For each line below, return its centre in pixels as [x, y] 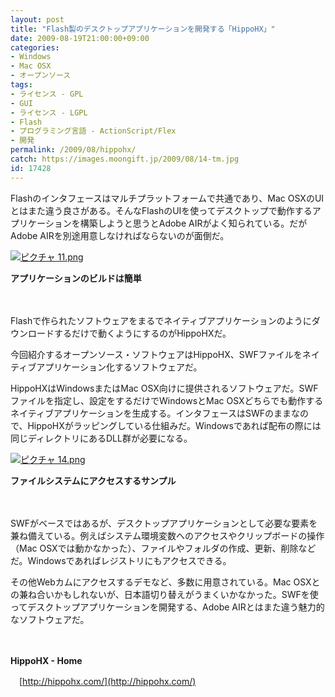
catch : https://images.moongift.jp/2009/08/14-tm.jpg [125, 159]
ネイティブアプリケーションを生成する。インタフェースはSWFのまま [151, 413]
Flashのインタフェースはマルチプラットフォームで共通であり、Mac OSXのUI [167, 198]
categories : [35, 47]
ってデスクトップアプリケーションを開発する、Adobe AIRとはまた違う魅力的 [167, 607]
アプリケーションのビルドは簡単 [76, 278]
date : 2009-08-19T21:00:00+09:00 [80, 38]
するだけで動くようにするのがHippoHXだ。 [142, 333]
